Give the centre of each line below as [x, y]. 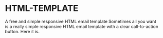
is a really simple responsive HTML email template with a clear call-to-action [82, 26]
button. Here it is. [22, 31]
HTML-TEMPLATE [42, 8]
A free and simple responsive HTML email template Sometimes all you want [81, 21]
